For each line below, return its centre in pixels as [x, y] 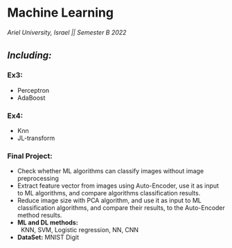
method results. [39, 215]
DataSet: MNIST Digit [48, 238]
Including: [29, 56]
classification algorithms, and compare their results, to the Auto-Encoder [121, 208]
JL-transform [36, 138]
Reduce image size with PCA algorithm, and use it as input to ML [109, 201]
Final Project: [30, 156]
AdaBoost [31, 98]
